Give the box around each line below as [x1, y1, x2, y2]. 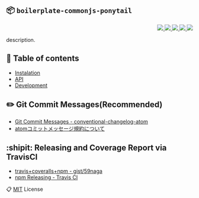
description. [6, 36, 36, 43]
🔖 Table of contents [6, 53, 79, 64]
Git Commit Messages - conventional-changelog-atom [14, 118, 148, 125]
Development [14, 82, 48, 89]
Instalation [14, 69, 40, 76]
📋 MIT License [6, 186, 43, 193]
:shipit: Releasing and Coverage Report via [6, 142, 167, 152]
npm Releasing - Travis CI [14, 174, 78, 181]
